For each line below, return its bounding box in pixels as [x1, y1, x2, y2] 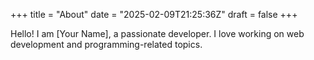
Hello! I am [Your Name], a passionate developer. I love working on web [10, 28, 305, 39]
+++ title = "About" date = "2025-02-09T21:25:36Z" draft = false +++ [10, 9, 298, 20]
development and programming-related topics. [10, 39, 203, 50]
